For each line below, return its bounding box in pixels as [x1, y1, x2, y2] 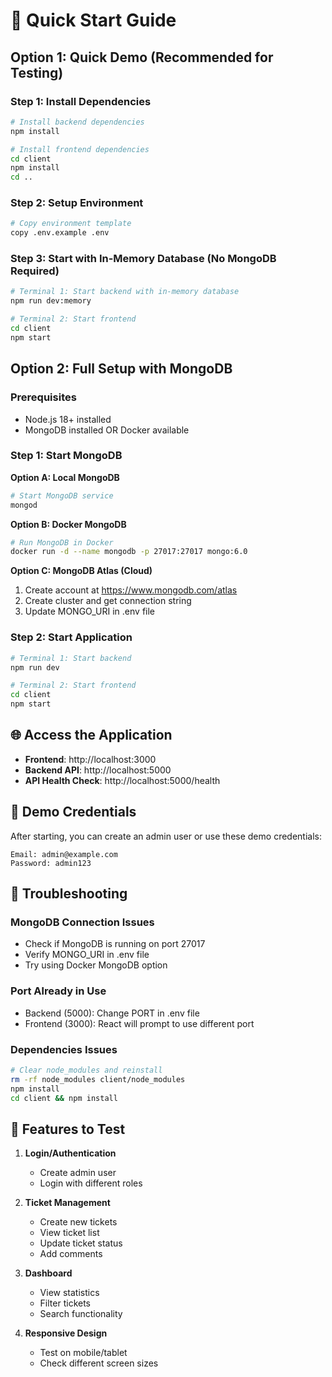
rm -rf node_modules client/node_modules [10, 1074, 186, 1084]
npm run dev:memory [10, 296, 92, 306]
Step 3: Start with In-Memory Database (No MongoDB [10, 252, 277, 266]
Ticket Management [24, 1197, 111, 1209]
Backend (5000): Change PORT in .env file [24, 1007, 200, 1019]
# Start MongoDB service [10, 490, 114, 501]
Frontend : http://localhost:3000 [24, 753, 157, 765]
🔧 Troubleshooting [10, 885, 128, 903]
